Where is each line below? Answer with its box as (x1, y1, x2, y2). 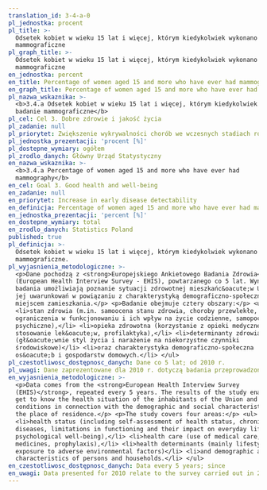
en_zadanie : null (8, 188, 66, 197)
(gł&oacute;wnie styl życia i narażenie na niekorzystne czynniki (15, 337, 240, 345)
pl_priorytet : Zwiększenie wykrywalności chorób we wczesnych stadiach (8, 129, 250, 137)
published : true (8, 233, 62, 241)
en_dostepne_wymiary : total (8, 218, 102, 226)
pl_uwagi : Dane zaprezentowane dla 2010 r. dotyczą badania (8, 366, 212, 374)
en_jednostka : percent (8, 71, 83, 79)
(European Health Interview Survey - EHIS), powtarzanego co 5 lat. (15, 277, 247, 286)
